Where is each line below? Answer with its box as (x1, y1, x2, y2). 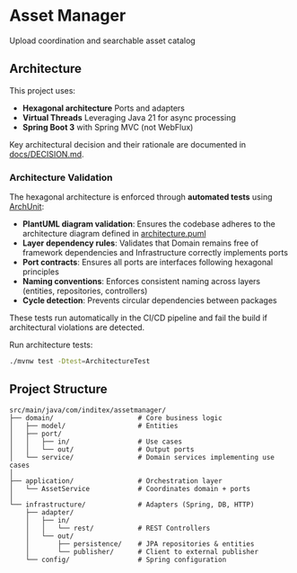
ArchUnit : (9, 201, 45, 212)
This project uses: (9, 85, 76, 95)
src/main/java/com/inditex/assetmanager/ (9, 406, 167, 415)
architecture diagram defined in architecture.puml (22, 228, 206, 239)
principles (22, 266, 60, 277)
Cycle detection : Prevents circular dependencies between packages (22, 295, 277, 306)
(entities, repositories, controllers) (22, 285, 148, 297)
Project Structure (9, 381, 108, 397)
